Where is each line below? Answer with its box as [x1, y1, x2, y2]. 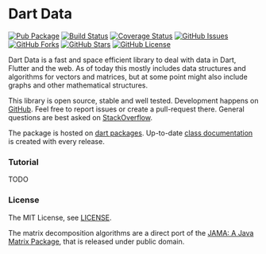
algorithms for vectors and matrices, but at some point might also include [8, 72, 248, 81]
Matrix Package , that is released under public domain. [8, 236, 185, 246]
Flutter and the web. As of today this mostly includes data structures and [8, 63, 246, 72]
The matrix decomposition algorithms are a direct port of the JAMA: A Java [8, 228, 254, 237]
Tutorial [8, 156, 39, 167]
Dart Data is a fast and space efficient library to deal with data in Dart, [8, 55, 237, 64]
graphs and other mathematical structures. [8, 80, 148, 90]
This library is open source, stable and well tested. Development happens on [8, 96, 259, 105]
